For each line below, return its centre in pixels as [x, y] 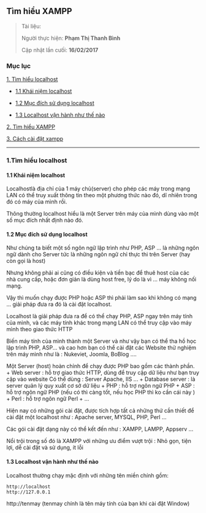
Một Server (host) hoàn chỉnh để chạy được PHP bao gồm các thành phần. [101, 366]
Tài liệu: [31, 26]
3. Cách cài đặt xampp [35, 139]
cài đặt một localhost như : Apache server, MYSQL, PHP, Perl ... [86, 417]
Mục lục [19, 66]
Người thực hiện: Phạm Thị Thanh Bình [71, 38]
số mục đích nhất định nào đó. [45, 220]
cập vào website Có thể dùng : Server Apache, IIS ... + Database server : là [101, 379]
